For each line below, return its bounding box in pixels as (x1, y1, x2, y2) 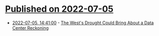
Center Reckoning (12, 25, 49, 31)
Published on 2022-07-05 (5, 3, 114, 15)
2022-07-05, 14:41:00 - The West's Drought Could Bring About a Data (12, 20, 154, 26)
